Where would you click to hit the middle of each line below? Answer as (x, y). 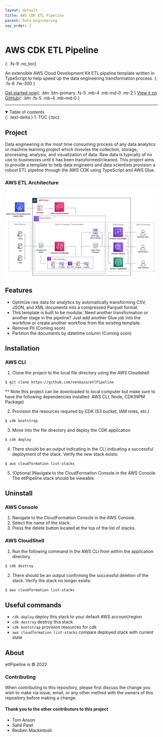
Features (19, 290)
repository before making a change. (41, 698)
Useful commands (33, 605)
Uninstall (19, 493)
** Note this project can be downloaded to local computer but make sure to (80, 392)
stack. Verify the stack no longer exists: (51, 580)
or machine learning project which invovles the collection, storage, (72, 149)
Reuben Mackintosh (32, 730)
